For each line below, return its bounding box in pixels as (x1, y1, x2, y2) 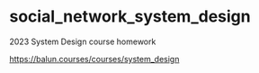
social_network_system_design (9, 6, 251, 27)
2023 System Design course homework (9, 36, 156, 47)
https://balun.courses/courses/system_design (9, 53, 180, 64)
